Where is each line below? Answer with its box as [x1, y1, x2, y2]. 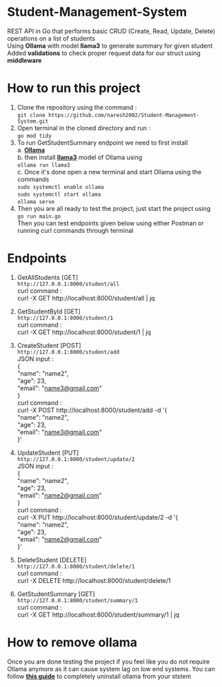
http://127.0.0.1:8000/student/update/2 [17, 455, 135, 462]
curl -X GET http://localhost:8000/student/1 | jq [17, 328, 152, 336]
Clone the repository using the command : [17, 103, 137, 111]
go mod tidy [17, 132, 52, 139]
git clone [17, 112, 46, 119]
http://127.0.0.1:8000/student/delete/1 [17, 563, 135, 570]
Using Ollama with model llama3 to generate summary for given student [7, 41, 213, 50]
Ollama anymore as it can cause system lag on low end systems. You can [7, 664, 215, 673]
